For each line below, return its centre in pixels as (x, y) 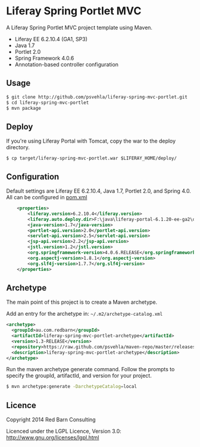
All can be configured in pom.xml (47, 197)
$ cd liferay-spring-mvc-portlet (48, 103)
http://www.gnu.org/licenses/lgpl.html (53, 437)
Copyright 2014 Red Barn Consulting (51, 420)
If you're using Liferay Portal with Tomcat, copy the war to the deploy (91, 141)
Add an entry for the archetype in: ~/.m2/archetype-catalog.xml (85, 314)
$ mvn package (24, 108)
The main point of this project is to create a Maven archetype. (82, 302)
